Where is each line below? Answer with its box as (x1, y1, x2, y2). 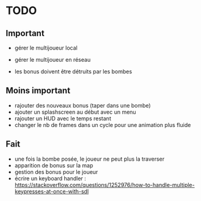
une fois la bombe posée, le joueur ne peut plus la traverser (14, 155, 165, 163)
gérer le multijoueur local (14, 44, 78, 51)
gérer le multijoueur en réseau (14, 56, 91, 63)
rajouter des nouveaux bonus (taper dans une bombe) (14, 101, 151, 109)
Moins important (5, 86, 71, 96)
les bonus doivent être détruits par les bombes (14, 68, 133, 75)
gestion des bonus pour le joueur (14, 168, 98, 175)
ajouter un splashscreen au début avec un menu (14, 108, 136, 115)
